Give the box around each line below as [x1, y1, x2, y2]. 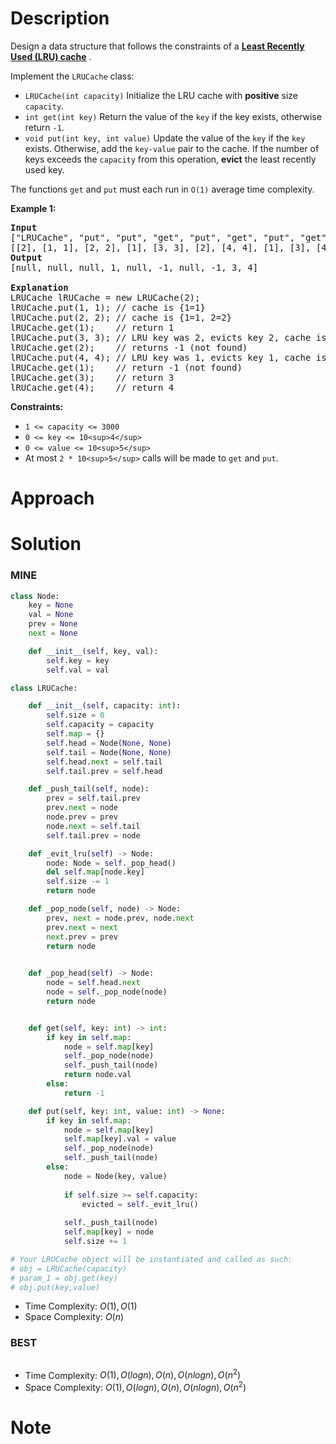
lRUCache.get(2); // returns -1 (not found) [10, 342, 248, 353]
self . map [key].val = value [63, 1134, 177, 1144]
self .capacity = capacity [46, 720, 155, 730]
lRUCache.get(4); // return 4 [10, 382, 175, 393]
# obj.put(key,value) [10, 1282, 101, 1292]
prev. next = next [46, 922, 118, 932]
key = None [28, 600, 74, 611]
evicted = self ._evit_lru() [81, 1199, 199, 1209]
